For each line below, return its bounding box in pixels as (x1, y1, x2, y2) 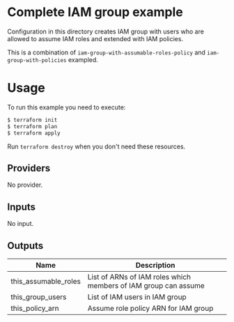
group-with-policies (7, 56, 68, 63)
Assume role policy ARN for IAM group (87, 303, 214, 313)
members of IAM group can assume (87, 280, 205, 290)
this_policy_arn (10, 303, 59, 313)
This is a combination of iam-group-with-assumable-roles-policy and (7, 48, 205, 56)
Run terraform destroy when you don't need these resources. (7, 142, 186, 151)
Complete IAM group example (7, 4, 183, 20)
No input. (7, 220, 34, 228)
